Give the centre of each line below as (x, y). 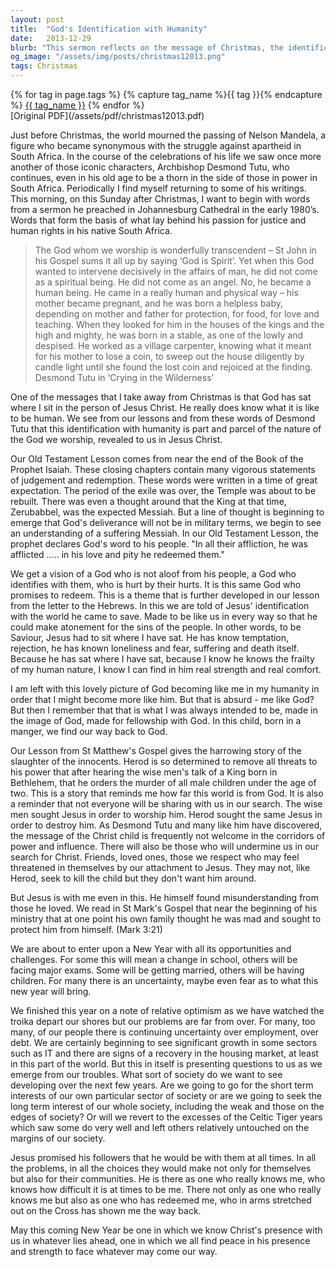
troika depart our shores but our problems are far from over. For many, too (163, 1021)
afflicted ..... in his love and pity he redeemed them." (117, 554)
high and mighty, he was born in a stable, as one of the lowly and (168, 335)
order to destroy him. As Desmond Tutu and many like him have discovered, (166, 825)
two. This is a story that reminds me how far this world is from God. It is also (167, 793)
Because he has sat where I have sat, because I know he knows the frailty (162, 659)
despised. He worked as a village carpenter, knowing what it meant (173, 345)
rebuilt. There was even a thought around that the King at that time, (148, 501)
